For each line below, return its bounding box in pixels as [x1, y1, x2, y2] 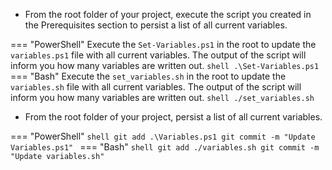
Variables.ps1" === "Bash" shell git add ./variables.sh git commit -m [10, 141, 320, 153]
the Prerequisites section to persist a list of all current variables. [24, 19, 288, 31]
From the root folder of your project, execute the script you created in [24, 9, 312, 20]
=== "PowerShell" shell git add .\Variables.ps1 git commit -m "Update [10, 130, 316, 142]
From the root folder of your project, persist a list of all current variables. [24, 111, 323, 123]
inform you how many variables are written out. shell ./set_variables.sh [10, 92, 315, 103]
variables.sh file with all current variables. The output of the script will [10, 81, 302, 93]
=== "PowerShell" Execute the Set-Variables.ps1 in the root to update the [10, 39, 317, 50]
